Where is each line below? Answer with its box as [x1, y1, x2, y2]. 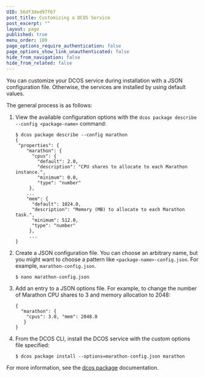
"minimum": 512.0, [31, 217, 79, 223]
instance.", [15, 169, 46, 175]
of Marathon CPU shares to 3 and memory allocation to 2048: [15, 291, 171, 298]
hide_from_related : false [6, 60, 72, 66]
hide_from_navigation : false [6, 54, 81, 60]
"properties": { [18, 142, 60, 148]
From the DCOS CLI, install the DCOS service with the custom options [15, 335, 190, 342]
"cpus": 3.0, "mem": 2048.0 [26, 314, 98, 320]
